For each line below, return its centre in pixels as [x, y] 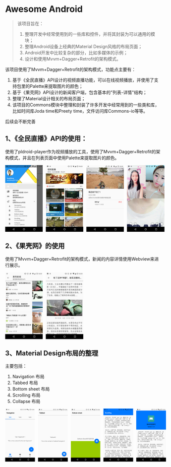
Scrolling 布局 [26, 395]
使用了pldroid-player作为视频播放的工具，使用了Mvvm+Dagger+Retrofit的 [81, 151]
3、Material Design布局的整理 [52, 353]
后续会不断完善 [20, 121]
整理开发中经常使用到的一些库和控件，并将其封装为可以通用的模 [90, 34]
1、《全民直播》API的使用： [46, 139]
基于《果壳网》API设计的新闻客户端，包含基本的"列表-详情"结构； [80, 92]
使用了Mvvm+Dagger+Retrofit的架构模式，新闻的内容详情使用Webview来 [80, 259]
